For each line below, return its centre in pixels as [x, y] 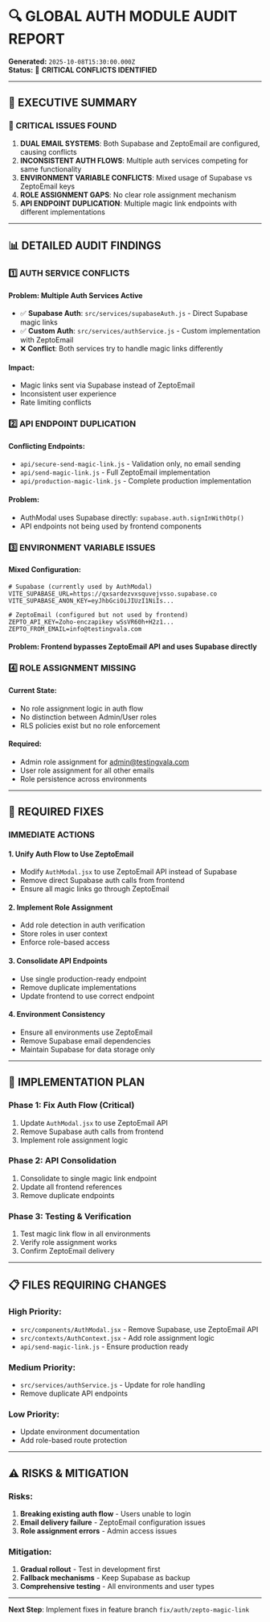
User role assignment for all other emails [87, 770]
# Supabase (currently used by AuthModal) [80, 587]
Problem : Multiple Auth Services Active [76, 295]
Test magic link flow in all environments [85, 1234]
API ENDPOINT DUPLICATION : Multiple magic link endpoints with [128, 203]
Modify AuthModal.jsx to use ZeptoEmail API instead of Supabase [128, 872]
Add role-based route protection [74, 1441]
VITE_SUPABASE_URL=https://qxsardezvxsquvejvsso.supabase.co [113, 594]
